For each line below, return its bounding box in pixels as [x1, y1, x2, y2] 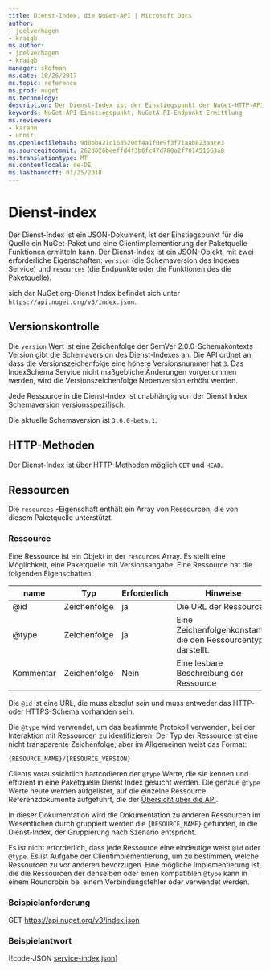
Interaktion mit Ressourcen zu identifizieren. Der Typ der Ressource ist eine [8, 731, 259, 740]
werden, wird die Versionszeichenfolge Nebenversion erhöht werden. [8, 375, 239, 385]
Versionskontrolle [8, 320, 100, 334]
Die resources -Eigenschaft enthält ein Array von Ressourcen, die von [8, 504, 239, 514]
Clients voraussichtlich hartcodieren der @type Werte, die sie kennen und [8, 768, 249, 778]
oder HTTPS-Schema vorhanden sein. [8, 707, 135, 716]
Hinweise [204, 588, 242, 599]
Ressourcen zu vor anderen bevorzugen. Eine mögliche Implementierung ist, [8, 859, 262, 869]
